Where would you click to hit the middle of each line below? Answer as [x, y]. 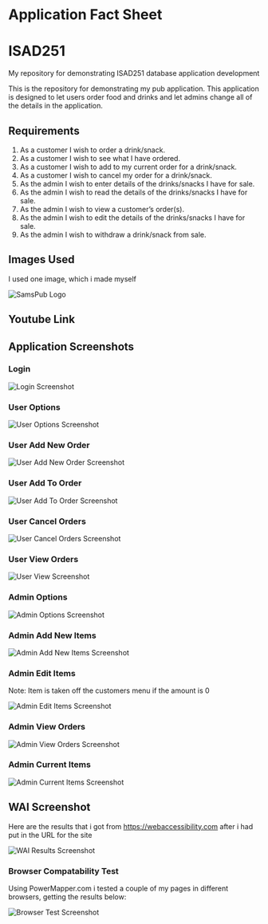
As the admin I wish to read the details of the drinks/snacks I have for [134, 192]
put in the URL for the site [50, 835]
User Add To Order [45, 483]
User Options [35, 407]
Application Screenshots [71, 346]
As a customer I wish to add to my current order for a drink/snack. [128, 167]
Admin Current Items [50, 765]
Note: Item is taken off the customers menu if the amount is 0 [109, 690]
